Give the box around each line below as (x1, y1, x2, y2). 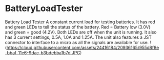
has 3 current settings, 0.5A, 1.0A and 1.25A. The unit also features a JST (5, 34, 152, 40)
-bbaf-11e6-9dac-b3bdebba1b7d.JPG (5, 49, 81, 56)
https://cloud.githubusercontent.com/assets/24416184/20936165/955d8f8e (6, 45, 159, 50)
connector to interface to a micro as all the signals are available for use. (5, 39, 149, 45)
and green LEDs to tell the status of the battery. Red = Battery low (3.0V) (5, 24, 151, 30)
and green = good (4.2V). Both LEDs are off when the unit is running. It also (5, 29, 157, 35)
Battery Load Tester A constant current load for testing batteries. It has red (5, 19, 155, 25)
